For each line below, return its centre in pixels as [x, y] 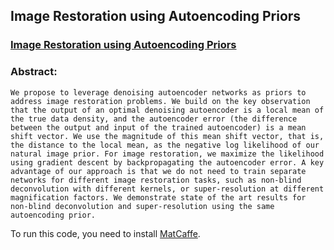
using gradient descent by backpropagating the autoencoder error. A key [167, 162]
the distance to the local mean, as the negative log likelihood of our [165, 145]
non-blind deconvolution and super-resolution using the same [142, 206]
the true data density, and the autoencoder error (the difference [154, 119]
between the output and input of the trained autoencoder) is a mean [158, 127]
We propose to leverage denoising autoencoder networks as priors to [158, 92]
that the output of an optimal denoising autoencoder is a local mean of [167, 110]
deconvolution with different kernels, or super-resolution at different [167, 189]
